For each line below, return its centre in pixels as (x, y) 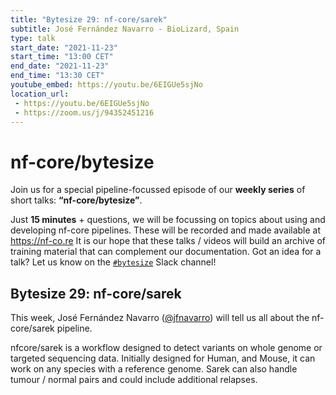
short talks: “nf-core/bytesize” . (76, 200)
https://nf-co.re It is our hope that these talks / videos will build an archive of (168, 241)
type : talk (33, 38)
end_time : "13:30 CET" (57, 76)
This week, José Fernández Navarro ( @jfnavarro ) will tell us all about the (160, 318)
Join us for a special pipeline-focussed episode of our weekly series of (158, 190)
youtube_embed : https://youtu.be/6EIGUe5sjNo (106, 85)
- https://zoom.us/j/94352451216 (84, 112)
